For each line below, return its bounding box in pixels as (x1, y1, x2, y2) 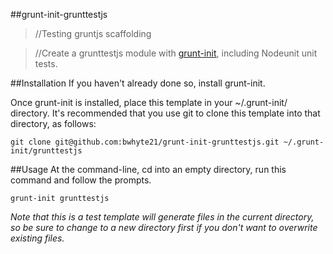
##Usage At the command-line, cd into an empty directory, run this (10, 164, 287, 175)
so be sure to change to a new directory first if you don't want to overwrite (10, 222, 318, 233)
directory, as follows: (10, 118, 97, 129)
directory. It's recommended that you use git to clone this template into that (10, 107, 321, 119)
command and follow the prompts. (10, 174, 152, 186)
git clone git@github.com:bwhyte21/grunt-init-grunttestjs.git (10, 137, 280, 147)
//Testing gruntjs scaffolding (34, 28, 152, 39)
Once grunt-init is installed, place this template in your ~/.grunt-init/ (10, 97, 288, 108)
